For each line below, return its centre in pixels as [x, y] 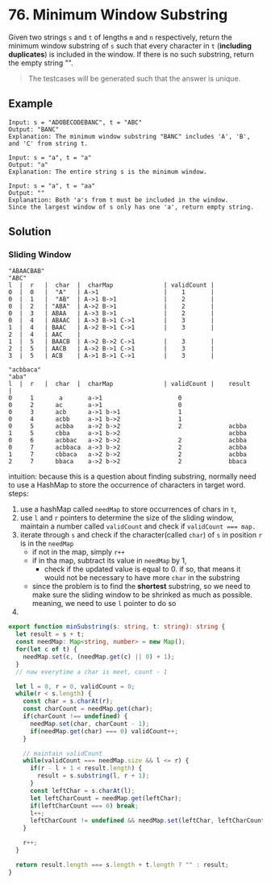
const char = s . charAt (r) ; [68, 701]
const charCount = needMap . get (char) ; [88, 709]
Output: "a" [28, 164]
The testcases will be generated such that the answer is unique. [134, 78]
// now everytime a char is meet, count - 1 [92, 672]
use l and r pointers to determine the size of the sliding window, [127, 518]
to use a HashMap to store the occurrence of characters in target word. [127, 485]
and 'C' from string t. [48, 143]
